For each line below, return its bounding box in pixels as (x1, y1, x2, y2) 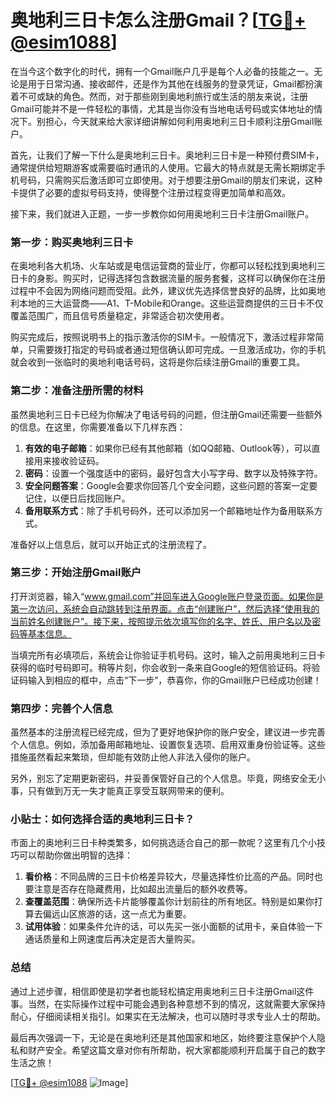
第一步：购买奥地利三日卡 (10, 235, 134, 249)
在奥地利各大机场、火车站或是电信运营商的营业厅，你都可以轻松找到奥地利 (10, 260, 317, 272)
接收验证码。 (51, 454, 105, 466)
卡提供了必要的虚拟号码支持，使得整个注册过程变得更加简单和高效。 (10, 186, 291, 198)
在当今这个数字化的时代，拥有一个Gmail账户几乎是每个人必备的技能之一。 (10, 65, 315, 77)
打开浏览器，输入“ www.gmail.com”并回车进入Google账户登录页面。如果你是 (10, 590, 324, 602)
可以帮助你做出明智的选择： (18, 849, 133, 861)
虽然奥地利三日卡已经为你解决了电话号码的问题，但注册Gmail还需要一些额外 (10, 408, 323, 420)
